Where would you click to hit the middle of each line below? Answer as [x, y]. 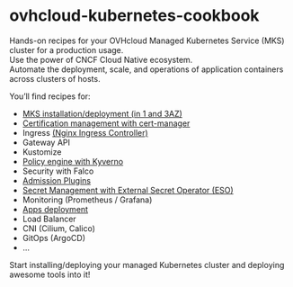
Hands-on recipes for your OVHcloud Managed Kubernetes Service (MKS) [147, 40]
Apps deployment [55, 209]
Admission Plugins [57, 180]
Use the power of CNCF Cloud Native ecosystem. [101, 59]
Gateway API [46, 142]
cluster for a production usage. [67, 49]
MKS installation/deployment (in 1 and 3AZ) [102, 113]
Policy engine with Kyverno [73, 161]
